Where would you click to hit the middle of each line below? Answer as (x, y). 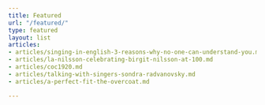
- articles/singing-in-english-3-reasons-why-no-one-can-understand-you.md (135, 52)
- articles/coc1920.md (45, 67)
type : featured (33, 30)
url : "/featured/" (38, 23)
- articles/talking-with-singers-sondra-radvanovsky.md (102, 74)
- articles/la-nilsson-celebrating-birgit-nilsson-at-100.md (111, 60)
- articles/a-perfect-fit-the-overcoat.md (79, 81)
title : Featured (35, 15)
